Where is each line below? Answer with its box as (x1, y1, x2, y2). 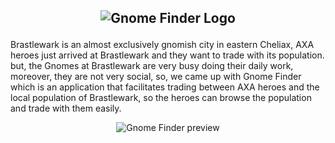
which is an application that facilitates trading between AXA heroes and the (10, 81, 320, 93)
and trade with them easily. (10, 102, 122, 115)
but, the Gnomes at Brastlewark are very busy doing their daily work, (10, 60, 294, 72)
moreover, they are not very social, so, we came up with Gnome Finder (10, 71, 302, 83)
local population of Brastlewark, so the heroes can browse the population (10, 92, 312, 104)
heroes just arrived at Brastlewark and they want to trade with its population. (10, 49, 325, 61)
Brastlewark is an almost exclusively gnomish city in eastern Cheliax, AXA (10, 39, 315, 51)
